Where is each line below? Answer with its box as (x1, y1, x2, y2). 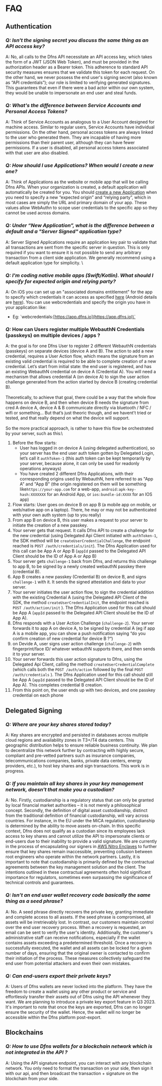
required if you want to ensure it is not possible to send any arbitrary (5, 249, 142, 255)
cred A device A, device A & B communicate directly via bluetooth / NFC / (5, 405, 151, 411)
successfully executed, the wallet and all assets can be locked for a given (5, 945, 151, 951)
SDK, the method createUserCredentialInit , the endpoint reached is (12, 600, 149, 606)
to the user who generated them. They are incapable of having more (5, 134, 141, 141)
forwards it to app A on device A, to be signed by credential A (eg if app (12, 625, 155, 631)
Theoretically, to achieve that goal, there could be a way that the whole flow (5, 395, 156, 400)
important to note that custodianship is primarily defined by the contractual (5, 859, 154, 865)
